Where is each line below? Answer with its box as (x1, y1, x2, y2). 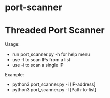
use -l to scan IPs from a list (12, 57, 71, 63)
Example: (5, 72, 24, 78)
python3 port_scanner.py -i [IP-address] (12, 81, 96, 87)
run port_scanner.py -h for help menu (12, 51, 90, 57)
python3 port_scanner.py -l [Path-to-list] (12, 87, 97, 93)
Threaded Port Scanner (5, 25, 105, 36)
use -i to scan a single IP (12, 62, 64, 68)
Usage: (5, 41, 20, 47)
